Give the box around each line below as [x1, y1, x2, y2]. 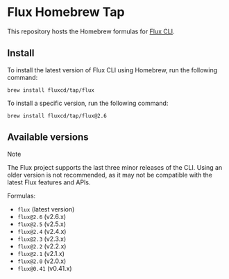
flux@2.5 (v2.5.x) [17, 220, 67, 228]
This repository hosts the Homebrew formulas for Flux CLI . [7, 27, 175, 35]
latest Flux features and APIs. [7, 178, 92, 186]
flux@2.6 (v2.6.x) [17, 212, 67, 221]
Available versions [7, 131, 89, 143]
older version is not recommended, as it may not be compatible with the [7, 170, 213, 179]
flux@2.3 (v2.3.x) [17, 234, 67, 243]
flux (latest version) [17, 205, 75, 213]
